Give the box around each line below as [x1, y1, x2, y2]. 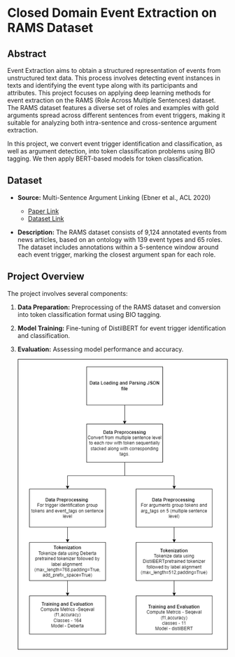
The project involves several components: [7, 289, 128, 297]
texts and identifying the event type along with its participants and [7, 81, 198, 89]
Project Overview [7, 271, 85, 283]
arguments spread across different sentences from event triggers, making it [7, 111, 226, 119]
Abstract [7, 48, 47, 60]
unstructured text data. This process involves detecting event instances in [7, 74, 220, 82]
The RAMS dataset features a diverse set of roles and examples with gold [7, 104, 219, 111]
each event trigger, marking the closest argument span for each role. [17, 250, 216, 259]
